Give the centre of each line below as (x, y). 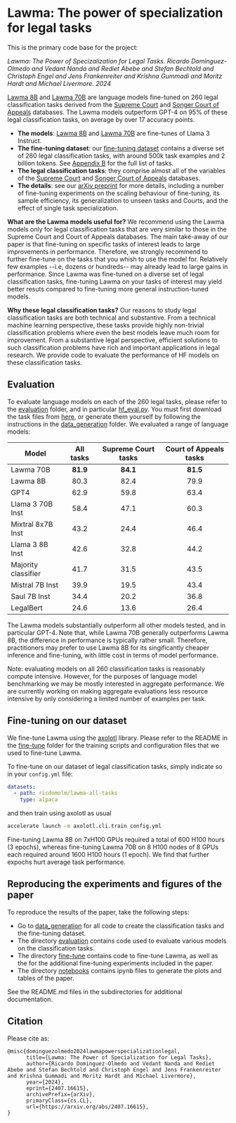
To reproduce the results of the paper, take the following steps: (98, 912)
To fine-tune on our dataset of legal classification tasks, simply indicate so (115, 766)
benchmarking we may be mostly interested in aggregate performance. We (116, 684)
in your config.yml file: (40, 774)
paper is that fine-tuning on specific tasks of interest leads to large (104, 244)
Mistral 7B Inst (34, 584)
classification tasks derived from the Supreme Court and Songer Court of (113, 104)
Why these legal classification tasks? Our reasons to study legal (102, 310)
